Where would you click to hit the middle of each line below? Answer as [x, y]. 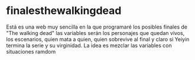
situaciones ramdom [31, 51]
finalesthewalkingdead [64, 11]
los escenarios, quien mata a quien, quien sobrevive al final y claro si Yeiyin [98, 39]
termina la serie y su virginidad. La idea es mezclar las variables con [89, 45]
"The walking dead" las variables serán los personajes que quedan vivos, [95, 33]
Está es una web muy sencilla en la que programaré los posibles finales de [97, 27]
